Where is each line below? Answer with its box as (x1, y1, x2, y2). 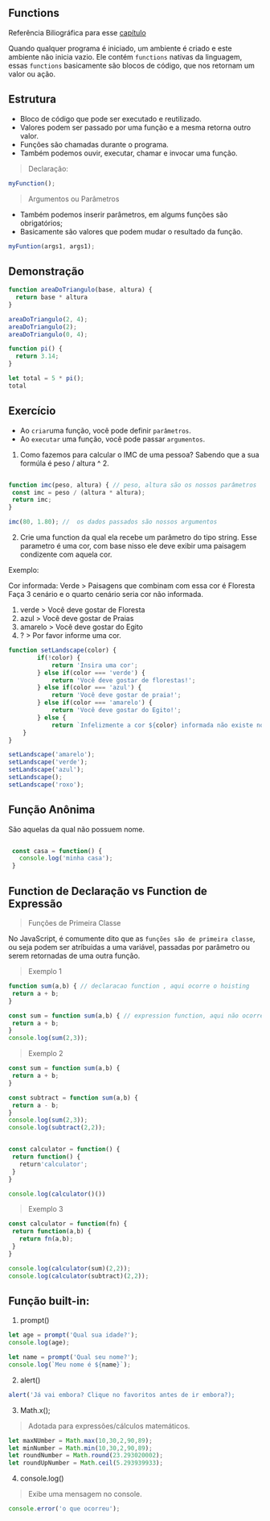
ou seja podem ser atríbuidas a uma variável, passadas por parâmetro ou (8, 943, 251, 951)
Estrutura (8, 93, 57, 106)
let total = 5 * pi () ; (8, 375, 84, 383)
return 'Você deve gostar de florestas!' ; (51, 676, 196, 684)
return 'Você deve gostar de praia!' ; (51, 691, 182, 699)
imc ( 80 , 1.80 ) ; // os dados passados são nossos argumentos (8, 518, 218, 526)
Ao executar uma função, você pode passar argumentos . (19, 434, 206, 444)
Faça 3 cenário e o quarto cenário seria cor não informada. (8, 590, 203, 599)
